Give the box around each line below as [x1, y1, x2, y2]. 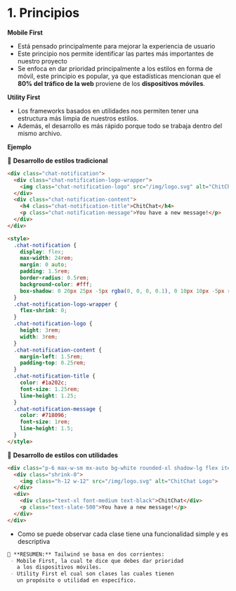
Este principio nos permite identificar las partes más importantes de [17, 49, 214, 58]
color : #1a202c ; [20, 379, 68, 387]
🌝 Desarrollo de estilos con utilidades [7, 451, 118, 459]
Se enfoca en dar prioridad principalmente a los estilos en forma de [17, 64, 213, 73]
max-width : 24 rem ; [20, 255, 74, 262]
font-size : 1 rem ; [20, 418, 71, 425]
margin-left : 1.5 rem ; [20, 353, 83, 360]
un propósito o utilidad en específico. [16, 577, 137, 584]
